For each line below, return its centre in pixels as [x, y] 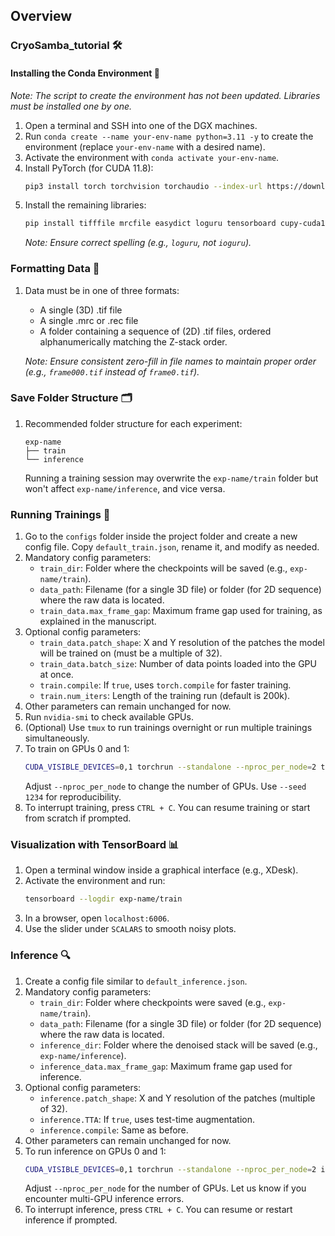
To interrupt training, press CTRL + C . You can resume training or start [167, 808]
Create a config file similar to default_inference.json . [136, 981]
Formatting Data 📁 [55, 269]
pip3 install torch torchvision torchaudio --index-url [143, 186]
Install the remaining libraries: [85, 205]
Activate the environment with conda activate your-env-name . [152, 157]
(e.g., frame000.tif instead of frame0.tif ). [112, 371]
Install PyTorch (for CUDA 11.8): [89, 168]
